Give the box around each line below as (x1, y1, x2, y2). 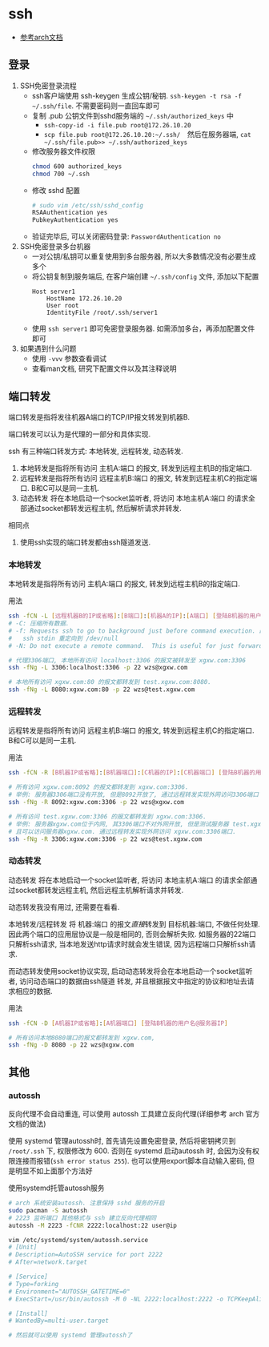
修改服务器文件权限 (31, 146, 96, 156)
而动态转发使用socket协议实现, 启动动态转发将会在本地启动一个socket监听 (8, 966, 253, 975)
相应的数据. (14, 986, 54, 995)
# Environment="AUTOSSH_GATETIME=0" (8, 1287, 130, 1296)
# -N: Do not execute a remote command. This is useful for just (8, 641, 235, 649)
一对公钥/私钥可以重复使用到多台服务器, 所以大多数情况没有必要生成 (31, 251, 256, 261)
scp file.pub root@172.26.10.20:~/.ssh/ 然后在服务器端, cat (43, 129, 251, 139)
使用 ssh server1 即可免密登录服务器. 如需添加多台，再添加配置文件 (31, 324, 255, 333)
